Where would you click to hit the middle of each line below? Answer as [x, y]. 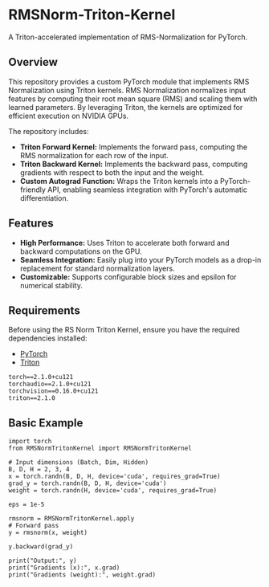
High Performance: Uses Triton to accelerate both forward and [124, 243]
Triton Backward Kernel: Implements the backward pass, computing [134, 164]
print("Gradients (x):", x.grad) [64, 568]
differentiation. [44, 198]
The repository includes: [49, 131]
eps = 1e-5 [26, 505]
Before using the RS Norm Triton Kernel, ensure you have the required [124, 330]
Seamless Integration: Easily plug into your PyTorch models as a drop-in [141, 259]
